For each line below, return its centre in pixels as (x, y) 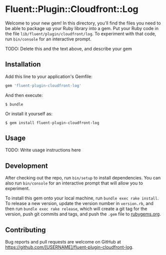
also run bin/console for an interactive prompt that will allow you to (74, 183)
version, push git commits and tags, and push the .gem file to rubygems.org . (83, 214)
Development (27, 166)
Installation (23, 64)
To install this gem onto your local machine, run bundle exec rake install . (82, 198)
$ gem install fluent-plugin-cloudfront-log (52, 123)
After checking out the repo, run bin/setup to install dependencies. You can (83, 178)
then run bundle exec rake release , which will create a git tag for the (76, 209)
